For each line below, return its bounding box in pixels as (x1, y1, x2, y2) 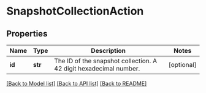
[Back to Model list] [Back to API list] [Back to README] (6, 80, 147, 87)
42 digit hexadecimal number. (54, 64, 140, 72)
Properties (6, 29, 48, 39)
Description (91, 47, 126, 55)
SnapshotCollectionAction (6, 4, 144, 18)
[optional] (168, 61, 197, 69)
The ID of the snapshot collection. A (54, 57, 158, 65)
